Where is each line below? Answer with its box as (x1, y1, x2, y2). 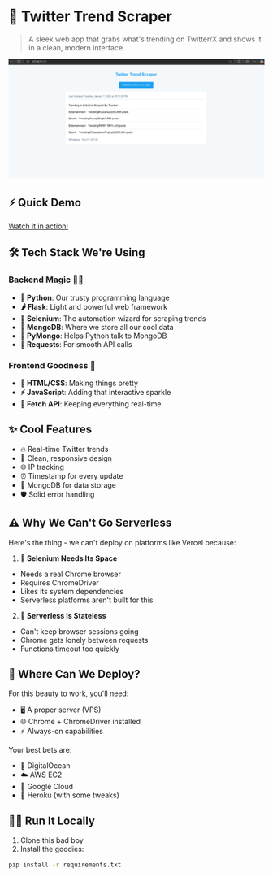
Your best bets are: (8, 745, 72, 755)
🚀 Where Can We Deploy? (8, 667, 141, 681)
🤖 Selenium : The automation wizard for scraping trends (19, 313, 206, 323)
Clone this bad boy (19, 836, 84, 845)
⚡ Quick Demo (8, 195, 81, 210)
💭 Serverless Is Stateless (19, 610, 106, 620)
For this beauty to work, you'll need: (8, 688, 129, 698)
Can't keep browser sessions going (19, 626, 139, 636)
